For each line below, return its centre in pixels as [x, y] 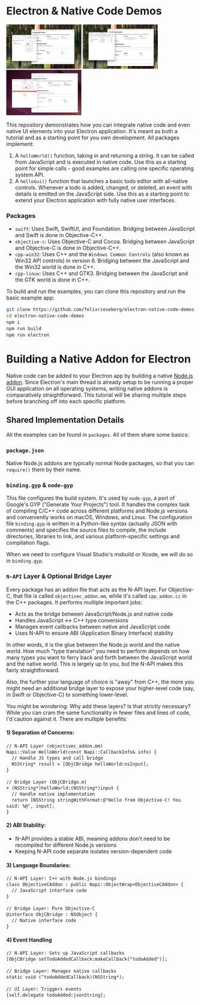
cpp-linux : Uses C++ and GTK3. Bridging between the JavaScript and [101, 274]
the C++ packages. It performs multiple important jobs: [74, 602]
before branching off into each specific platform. [66, 401]
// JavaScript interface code [49, 891]
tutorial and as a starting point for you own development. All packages [93, 138]
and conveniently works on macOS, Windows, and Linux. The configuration [99, 517]
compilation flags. [28, 543]
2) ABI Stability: [26, 825]
